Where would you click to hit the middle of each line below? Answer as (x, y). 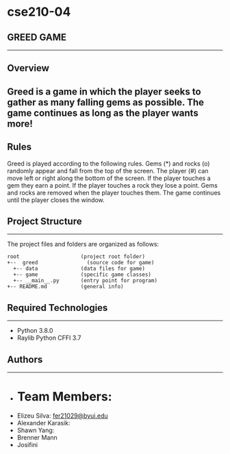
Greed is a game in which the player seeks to (104, 91)
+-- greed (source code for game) (81, 263)
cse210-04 (39, 12)
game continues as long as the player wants (103, 113)
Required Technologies (57, 308)
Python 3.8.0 (35, 331)
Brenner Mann (37, 437)
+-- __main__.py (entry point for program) (85, 281)
